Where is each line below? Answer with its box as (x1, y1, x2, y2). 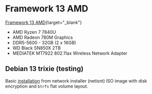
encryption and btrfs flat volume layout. (5, 83, 89, 89)
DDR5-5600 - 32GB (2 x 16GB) (12, 39, 76, 45)
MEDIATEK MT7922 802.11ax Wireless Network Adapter (12, 50, 128, 56)
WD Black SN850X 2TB (12, 45, 61, 51)
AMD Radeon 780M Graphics (12, 34, 73, 40)
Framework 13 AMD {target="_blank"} (5, 19, 82, 25)
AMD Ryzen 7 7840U (12, 29, 56, 35)
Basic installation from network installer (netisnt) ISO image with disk (5, 78, 147, 84)
